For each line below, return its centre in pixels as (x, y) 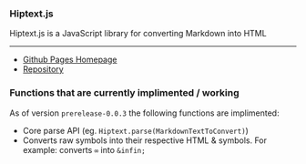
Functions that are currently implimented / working (124, 93)
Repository (43, 69)
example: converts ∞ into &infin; (84, 149)
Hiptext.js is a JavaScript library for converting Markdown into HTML (138, 34)
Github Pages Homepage (70, 60)
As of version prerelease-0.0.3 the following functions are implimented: (144, 113)
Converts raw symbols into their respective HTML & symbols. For (144, 140)
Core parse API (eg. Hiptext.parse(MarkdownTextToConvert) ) (135, 130)
